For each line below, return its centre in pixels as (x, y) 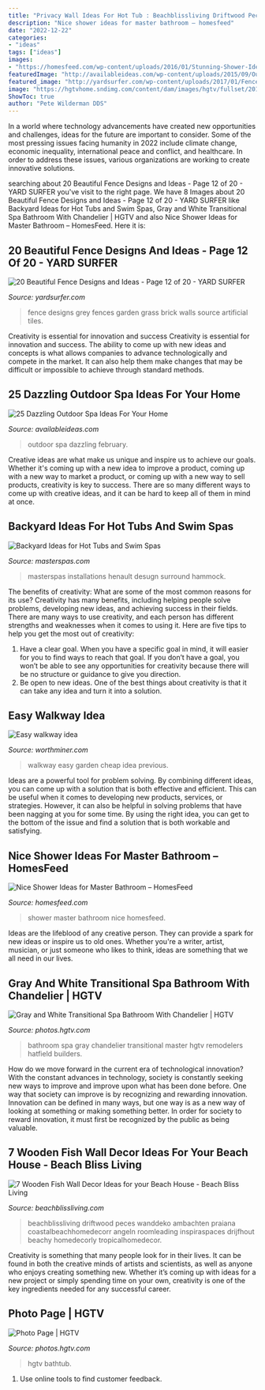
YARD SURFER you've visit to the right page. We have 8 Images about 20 (127, 192)
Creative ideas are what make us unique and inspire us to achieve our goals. (132, 459)
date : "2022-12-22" (40, 30)
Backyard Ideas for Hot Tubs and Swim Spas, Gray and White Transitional (127, 209)
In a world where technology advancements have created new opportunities (132, 127)
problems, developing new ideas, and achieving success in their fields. (123, 608)
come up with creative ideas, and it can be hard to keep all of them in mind (129, 493)
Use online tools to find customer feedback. (91, 1379)
